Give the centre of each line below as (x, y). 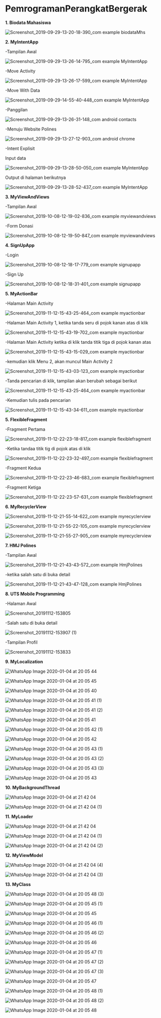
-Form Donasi (19, 226)
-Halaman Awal (21, 603)
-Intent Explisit (20, 148)
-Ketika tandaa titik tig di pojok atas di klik (48, 448)
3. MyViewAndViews (27, 197)
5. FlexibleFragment (26, 419)
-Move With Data (23, 90)
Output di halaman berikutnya (36, 177)
